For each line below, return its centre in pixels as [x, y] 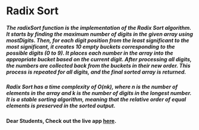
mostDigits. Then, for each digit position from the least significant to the [98, 40]
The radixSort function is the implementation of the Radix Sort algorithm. [99, 27]
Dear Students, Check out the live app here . [61, 121]
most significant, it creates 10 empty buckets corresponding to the [91, 46]
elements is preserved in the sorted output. [61, 106]
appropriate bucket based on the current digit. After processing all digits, [99, 59]
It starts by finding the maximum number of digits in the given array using [100, 34]
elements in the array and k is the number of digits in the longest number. [99, 93]
